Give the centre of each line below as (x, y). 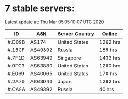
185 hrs (108, 50)
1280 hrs (110, 66)
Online (110, 33)
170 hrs (108, 73)
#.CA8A (17, 89)
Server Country (76, 33)
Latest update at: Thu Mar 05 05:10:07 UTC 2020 (54, 22)
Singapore (69, 58)
